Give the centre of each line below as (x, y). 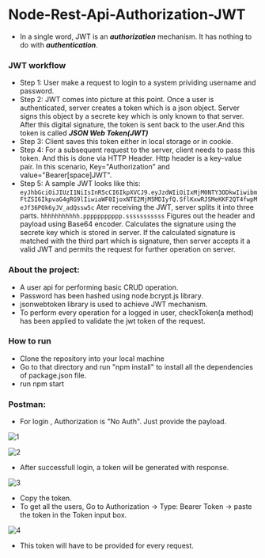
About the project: (44, 270)
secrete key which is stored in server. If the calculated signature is (127, 233)
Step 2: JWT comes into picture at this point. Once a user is (117, 100)
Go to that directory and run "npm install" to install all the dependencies (136, 366)
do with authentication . (59, 44)
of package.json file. (53, 375)
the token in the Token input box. (73, 515)
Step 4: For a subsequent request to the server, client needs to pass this (137, 150)
